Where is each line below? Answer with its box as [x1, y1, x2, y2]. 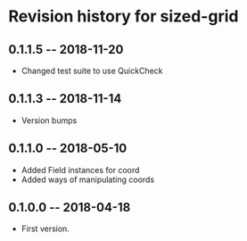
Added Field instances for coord [21, 164, 140, 175]
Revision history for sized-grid [8, 6, 239, 27]
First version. [21, 223, 70, 234]
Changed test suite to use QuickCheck [21, 65, 163, 76]
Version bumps [21, 114, 78, 126]
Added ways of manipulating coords [21, 174, 155, 185]
